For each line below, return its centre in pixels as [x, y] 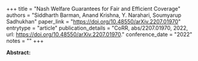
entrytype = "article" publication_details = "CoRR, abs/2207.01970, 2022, [97, 28]
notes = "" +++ [25, 41]
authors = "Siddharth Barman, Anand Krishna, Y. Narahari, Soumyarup [94, 15]
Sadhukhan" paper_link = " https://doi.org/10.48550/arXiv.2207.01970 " [94, 21]
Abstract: [18, 53]
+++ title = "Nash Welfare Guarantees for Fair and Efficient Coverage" [93, 9]
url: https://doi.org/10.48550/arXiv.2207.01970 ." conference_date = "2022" [99, 34]
